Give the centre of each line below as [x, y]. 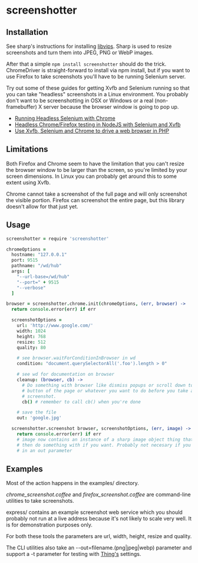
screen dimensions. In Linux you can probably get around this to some [91, 176]
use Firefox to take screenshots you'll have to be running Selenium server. [96, 77]
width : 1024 [31, 331]
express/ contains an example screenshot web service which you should [94, 512]
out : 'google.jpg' [39, 418]
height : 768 [31, 336]
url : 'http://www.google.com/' [55, 326]
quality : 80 [31, 347]
